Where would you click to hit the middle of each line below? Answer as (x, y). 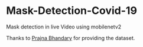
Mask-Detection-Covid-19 (72, 11)
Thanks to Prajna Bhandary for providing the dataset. (71, 38)
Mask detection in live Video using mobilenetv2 (64, 27)
